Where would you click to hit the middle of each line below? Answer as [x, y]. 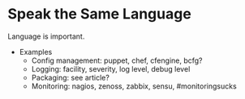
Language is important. [46, 36]
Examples [36, 52]
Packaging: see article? [71, 77]
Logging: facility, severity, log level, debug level [111, 68]
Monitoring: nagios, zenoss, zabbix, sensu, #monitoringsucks [134, 86]
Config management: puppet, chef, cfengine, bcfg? [117, 60]
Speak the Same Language [99, 14]
